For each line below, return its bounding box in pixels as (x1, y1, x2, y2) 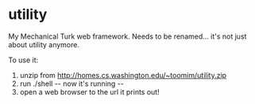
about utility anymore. (8, 39, 80, 49)
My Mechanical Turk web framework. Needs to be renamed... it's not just (8, 32, 247, 41)
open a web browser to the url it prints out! (19, 87, 160, 96)
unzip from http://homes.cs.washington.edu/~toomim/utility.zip (19, 70, 227, 80)
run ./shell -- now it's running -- (19, 79, 125, 88)
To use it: (8, 55, 39, 65)
